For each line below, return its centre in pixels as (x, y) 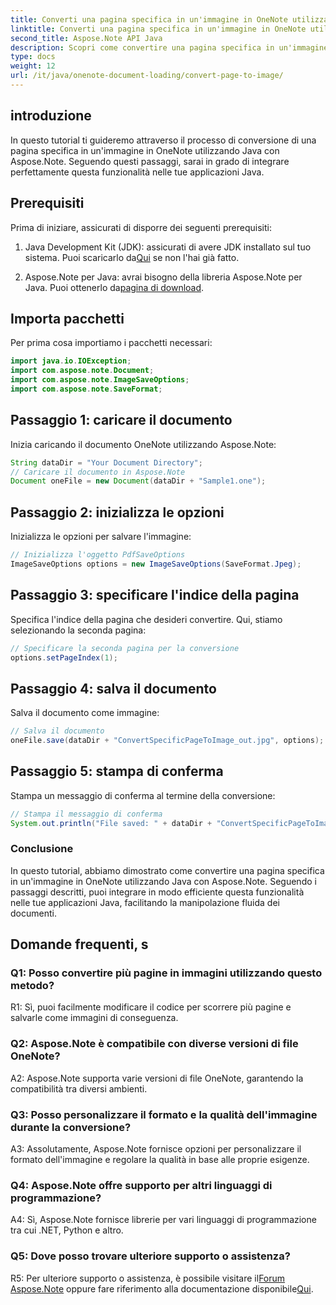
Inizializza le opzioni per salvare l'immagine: (101, 537)
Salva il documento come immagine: (85, 713)
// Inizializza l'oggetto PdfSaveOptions (98, 555)
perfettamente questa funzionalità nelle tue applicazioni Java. (137, 172)
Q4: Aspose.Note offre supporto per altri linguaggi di (141, 1185)
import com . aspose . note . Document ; (82, 371)
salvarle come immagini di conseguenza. (94, 1018)
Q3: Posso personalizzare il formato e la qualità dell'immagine (164, 1114)
